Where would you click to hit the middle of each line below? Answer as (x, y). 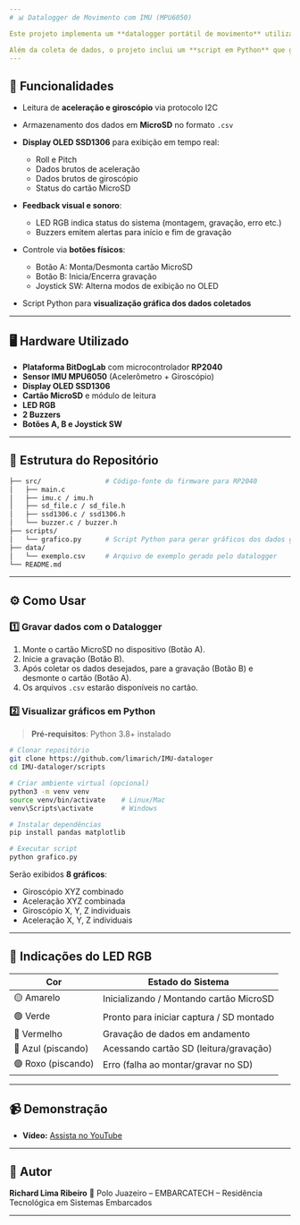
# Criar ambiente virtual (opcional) (79, 784)
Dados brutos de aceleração (87, 169)
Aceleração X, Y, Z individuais (77, 920)
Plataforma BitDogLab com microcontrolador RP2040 (122, 367)
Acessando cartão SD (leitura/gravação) (187, 1048)
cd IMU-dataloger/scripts (57, 767)
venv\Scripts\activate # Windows (83, 808)
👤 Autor (31, 1172)
